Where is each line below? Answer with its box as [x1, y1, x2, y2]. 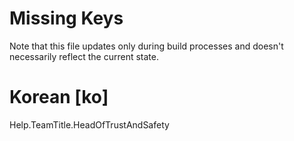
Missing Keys [9, 7, 124, 30]
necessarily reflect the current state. [9, 50, 159, 62]
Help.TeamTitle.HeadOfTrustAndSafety [9, 118, 170, 131]
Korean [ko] [9, 86, 109, 109]
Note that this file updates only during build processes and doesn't [9, 40, 284, 52]
